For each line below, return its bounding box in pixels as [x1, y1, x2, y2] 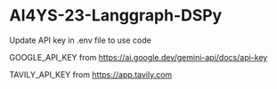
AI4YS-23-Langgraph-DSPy [9, 5, 223, 26]
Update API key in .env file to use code [9, 35, 151, 45]
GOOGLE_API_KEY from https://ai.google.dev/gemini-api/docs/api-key [9, 52, 268, 62]
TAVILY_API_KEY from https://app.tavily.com [9, 69, 173, 80]
